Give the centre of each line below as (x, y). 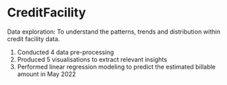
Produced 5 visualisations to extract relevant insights (92, 59)
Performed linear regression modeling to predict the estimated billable (116, 66)
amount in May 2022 (46, 74)
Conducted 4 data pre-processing (65, 52)
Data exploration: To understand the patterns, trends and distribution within (114, 32)
